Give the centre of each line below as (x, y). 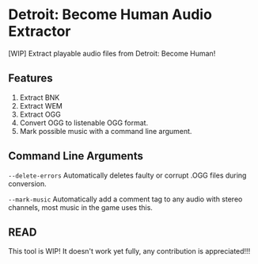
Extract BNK (40, 98)
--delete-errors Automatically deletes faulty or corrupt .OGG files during (127, 175)
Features (30, 78)
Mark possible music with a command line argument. (106, 131)
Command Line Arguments (76, 156)
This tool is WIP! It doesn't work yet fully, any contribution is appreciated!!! (129, 251)
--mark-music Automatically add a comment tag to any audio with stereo (125, 199)
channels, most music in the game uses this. (80, 207)
